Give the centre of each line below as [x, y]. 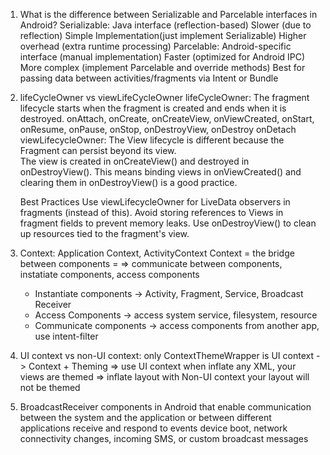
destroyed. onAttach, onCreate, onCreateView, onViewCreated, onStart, [167, 118]
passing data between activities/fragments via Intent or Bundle [149, 78]
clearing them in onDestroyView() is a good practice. [128, 182]
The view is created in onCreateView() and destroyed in [134, 161]
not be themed [50, 387]
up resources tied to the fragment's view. [104, 233]
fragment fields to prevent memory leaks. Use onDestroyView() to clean [168, 223]
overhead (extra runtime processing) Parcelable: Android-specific [155, 46]
